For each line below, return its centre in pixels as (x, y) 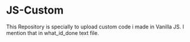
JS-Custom (35, 10)
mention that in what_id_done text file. (53, 33)
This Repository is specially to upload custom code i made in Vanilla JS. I (95, 27)
